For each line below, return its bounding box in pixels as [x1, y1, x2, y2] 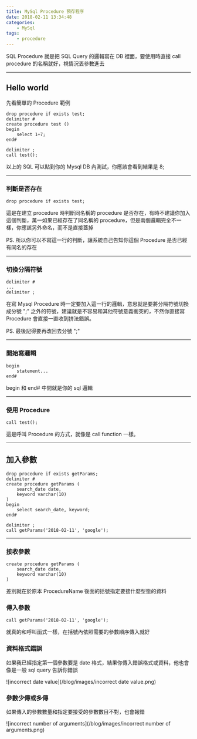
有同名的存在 [6, 244, 37, 251]
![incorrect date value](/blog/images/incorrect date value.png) [6, 678, 157, 685]
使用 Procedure [6, 406, 50, 414]
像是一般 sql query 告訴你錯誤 [6, 666, 78, 673]
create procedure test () [6, 121, 69, 127]
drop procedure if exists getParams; [6, 471, 98, 477]
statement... [16, 368, 49, 374]
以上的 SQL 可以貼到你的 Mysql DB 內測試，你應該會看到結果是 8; [6, 163, 165, 170]
